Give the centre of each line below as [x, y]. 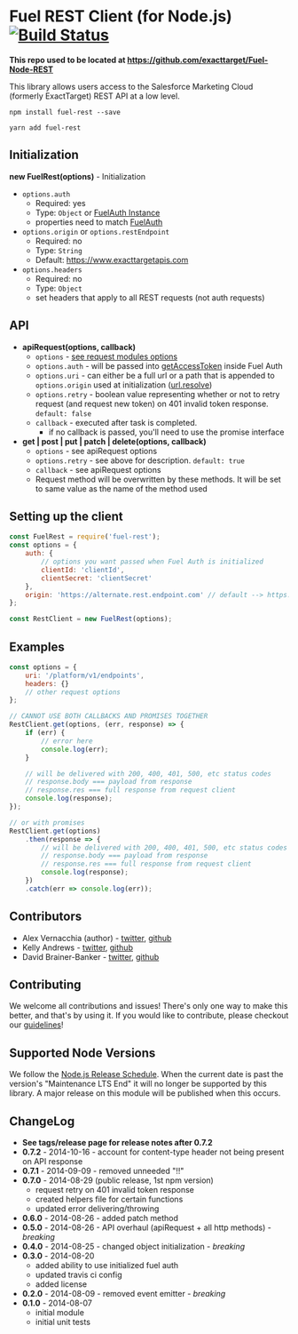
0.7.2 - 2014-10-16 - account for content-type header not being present [153, 1152]
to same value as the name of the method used [122, 488]
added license [61, 1284]
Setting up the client [67, 516]
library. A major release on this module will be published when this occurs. [145, 1093]
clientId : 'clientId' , [83, 570]
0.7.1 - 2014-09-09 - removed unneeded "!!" [103, 1171]
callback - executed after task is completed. [116, 422]
